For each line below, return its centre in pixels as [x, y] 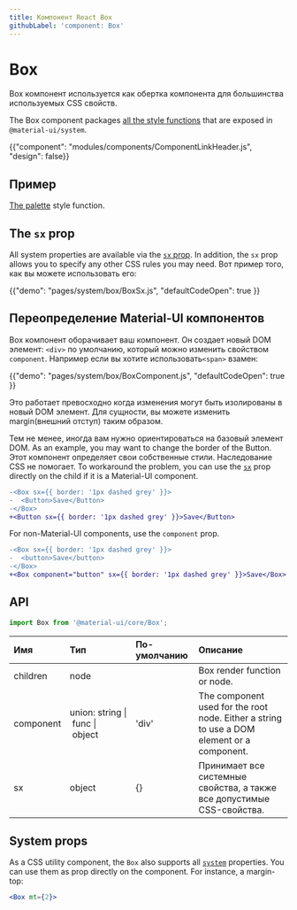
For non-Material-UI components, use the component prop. [114, 534]
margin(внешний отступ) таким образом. [86, 420]
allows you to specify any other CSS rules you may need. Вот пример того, [147, 264]
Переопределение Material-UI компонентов [137, 318]
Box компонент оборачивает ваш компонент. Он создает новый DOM [140, 339]
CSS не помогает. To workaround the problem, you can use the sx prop [140, 467]
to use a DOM [227, 729]
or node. [216, 681]
